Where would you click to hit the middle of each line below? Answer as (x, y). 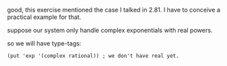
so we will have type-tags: (44, 43)
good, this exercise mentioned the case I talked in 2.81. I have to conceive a (114, 10)
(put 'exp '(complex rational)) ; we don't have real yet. (93, 56)
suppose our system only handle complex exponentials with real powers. (110, 30)
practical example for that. (44, 17)
